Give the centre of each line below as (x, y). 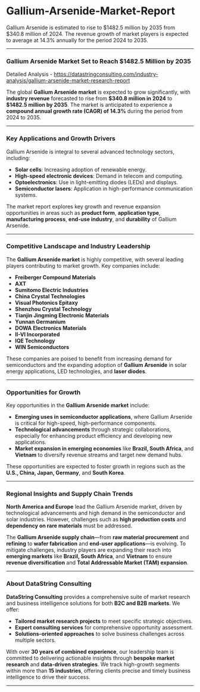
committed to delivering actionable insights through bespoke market (90, 658)
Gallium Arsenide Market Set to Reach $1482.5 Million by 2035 (99, 61)
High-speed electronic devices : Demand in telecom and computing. (99, 176)
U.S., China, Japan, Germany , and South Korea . (66, 473)
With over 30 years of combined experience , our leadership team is (90, 651)
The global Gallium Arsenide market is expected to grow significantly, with (98, 92)
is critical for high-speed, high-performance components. (85, 423)
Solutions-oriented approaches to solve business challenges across (99, 634)
